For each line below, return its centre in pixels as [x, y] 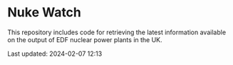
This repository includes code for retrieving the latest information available [117, 32]
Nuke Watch [45, 12]
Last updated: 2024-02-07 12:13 [55, 54]
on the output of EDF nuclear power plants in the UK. [85, 39]
